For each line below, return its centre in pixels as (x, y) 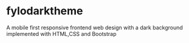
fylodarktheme (45, 11)
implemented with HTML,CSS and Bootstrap (61, 33)
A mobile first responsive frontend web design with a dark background (95, 27)
